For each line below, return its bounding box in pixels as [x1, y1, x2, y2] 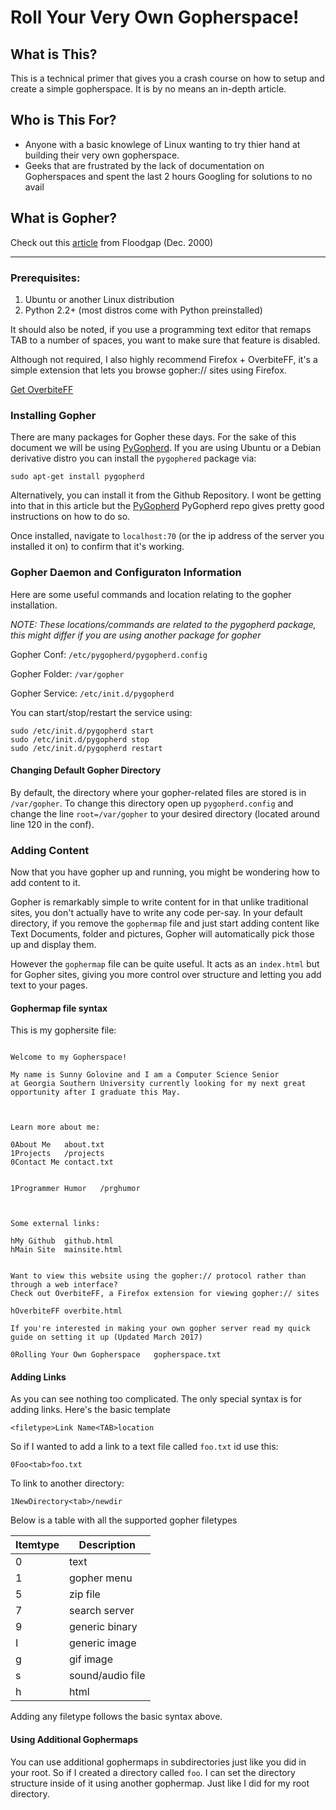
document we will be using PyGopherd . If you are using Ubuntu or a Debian [10, 442, 322, 454]
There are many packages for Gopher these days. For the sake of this [10, 431, 297, 443]
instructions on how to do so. [10, 511, 131, 523]
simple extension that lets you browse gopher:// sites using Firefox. [10, 364, 287, 376]
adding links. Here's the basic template [10, 1404, 171, 1416]
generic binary [69, 1620, 138, 1634]
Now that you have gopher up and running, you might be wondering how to [10, 866, 320, 878]
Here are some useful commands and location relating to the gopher [10, 588, 292, 600]
